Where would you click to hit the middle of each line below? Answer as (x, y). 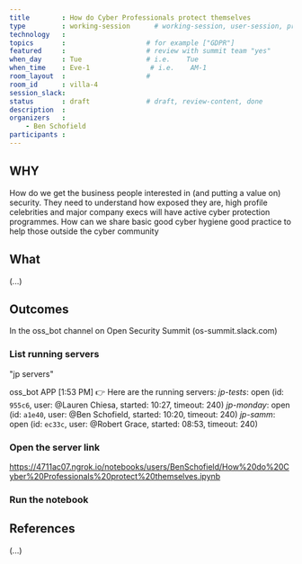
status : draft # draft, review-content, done (136, 101)
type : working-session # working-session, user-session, (146, 26)
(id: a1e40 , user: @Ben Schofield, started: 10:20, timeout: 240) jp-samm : (142, 414)
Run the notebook (49, 499)
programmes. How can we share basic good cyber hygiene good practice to (151, 221)
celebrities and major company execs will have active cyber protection (140, 211)
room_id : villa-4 (54, 85)
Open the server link (55, 447)
